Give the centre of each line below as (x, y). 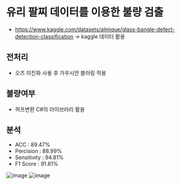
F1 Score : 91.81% (37, 164)
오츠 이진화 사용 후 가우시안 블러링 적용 (61, 73)
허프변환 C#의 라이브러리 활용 (50, 109)
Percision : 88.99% (38, 151)
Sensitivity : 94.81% (39, 157)
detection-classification (44, 36)
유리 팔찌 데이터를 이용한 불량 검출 (85, 12)
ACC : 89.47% (33, 145)
